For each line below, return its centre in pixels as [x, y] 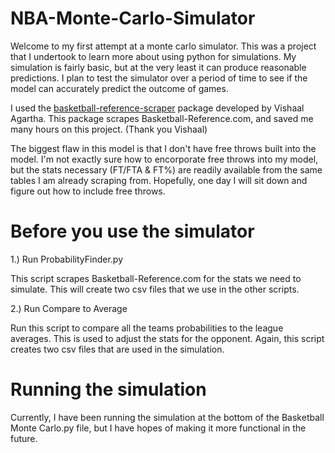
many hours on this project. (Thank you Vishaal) [109, 129]
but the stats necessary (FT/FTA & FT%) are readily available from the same [166, 169]
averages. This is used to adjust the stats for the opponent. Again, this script [167, 338]
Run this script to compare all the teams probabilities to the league [147, 328]
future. [24, 438]
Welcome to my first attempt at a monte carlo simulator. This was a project [163, 46]
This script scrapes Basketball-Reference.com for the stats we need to [156, 278]
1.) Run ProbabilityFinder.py [67, 259]
